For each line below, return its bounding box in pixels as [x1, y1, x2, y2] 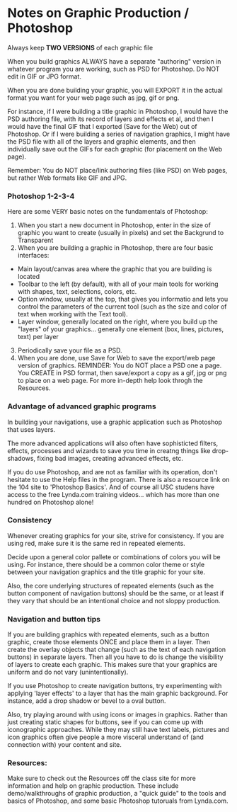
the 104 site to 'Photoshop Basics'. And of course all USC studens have [7, 483, 214, 491]
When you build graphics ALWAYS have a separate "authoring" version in [7, 57, 221, 65]
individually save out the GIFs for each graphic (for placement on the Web [7, 144, 223, 153]
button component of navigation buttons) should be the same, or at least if [7, 589, 224, 597]
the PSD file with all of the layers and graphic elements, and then [7, 137, 196, 146]
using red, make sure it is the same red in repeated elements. [7, 539, 185, 547]
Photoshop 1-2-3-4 [7, 191, 75, 201]
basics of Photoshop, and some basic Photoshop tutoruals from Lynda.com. [7, 796, 229, 805]
